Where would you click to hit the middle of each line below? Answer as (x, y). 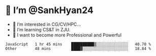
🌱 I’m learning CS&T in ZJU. (41, 29)
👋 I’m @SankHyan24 (50, 10)
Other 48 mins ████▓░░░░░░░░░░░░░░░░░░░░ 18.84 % (78, 48)
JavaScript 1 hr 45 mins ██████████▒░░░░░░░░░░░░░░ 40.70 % (78, 44)
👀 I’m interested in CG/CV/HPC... (47, 24)
